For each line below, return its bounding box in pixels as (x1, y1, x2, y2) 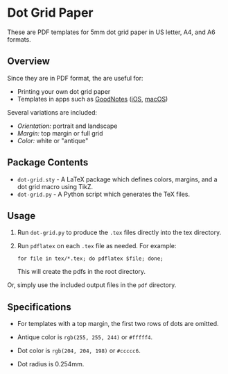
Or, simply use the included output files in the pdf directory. (7, 281, 177, 289)
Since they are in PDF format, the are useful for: (7, 74, 143, 82)
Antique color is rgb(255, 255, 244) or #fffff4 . (17, 333, 153, 341)
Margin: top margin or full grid (17, 129, 103, 137)
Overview (7, 56, 51, 67)
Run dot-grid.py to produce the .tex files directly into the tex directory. (17, 228, 222, 237)
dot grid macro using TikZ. (17, 182, 94, 190)
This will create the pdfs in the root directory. (17, 268, 146, 276)
